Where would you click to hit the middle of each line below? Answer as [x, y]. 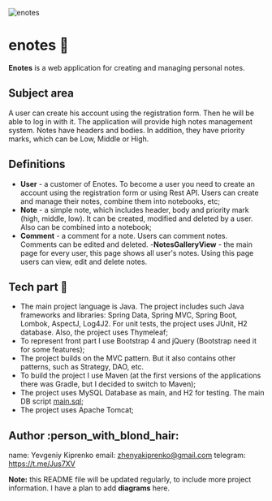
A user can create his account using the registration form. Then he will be [131, 113]
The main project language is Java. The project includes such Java [132, 307]
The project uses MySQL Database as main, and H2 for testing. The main [142, 393]
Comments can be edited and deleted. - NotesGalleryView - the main [136, 244]
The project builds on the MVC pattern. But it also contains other [128, 358]
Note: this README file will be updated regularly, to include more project [130, 480]
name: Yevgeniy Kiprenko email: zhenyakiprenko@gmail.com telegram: [127, 456]
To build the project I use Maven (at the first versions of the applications [140, 376]
